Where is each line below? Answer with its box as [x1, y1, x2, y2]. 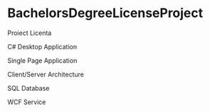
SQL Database [7, 83, 50, 92]
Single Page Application [7, 56, 78, 65]
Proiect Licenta [7, 29, 52, 37]
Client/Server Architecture [7, 70, 84, 78]
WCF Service [7, 98, 46, 106]
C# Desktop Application [7, 42, 77, 51]
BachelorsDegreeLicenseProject [7, 5, 204, 21]
